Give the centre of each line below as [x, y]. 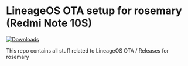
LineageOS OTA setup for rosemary [94, 11]
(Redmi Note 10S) [49, 23]
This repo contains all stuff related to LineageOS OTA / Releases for [87, 50]
